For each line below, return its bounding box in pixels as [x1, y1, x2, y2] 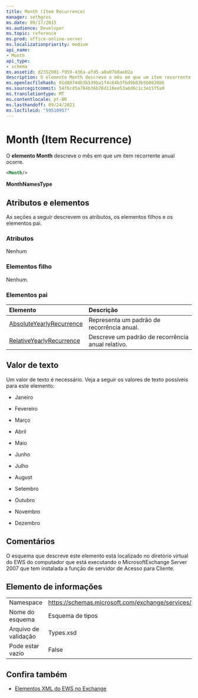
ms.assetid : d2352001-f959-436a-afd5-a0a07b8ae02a [6, 69, 133, 75]
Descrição [88, 306, 118, 314]
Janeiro [14, 394, 34, 401]
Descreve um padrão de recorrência [88, 333, 189, 341]
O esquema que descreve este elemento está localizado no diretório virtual [6, 552, 189, 559]
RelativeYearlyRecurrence [9, 336, 81, 345]
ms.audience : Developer [6, 25, 65, 31]
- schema [6, 63, 28, 70]
